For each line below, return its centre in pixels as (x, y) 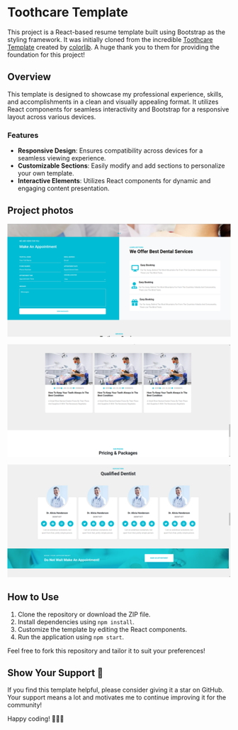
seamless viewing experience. (62, 158)
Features (23, 135)
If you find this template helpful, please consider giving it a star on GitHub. (116, 690)
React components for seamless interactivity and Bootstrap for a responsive (118, 109)
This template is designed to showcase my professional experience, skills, (115, 94)
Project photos (41, 211)
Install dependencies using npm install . (76, 621)
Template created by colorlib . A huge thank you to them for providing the (113, 47)
